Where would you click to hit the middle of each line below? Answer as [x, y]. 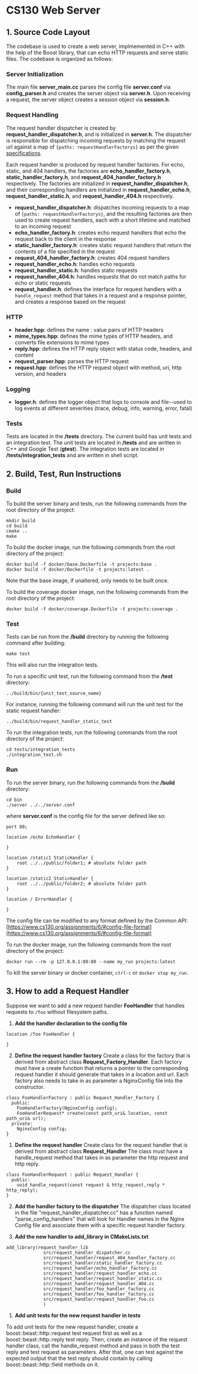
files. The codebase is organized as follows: [60, 59]
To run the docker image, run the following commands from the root [89, 945]
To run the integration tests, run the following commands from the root [92, 733]
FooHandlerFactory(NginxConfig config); [67, 1108]
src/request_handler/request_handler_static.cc [103, 1278]
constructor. [30, 1087]
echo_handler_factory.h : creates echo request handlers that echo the [100, 232]
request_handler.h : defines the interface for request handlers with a [98, 289]
